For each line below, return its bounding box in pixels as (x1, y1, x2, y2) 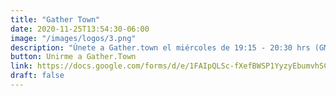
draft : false (10, 71, 65, 81)
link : (10, 61, 33, 71)
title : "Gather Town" (10, 14, 101, 25)
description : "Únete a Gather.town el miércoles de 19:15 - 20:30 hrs (10, 42, 311, 53)
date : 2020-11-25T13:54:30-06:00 (10, 24, 150, 34)
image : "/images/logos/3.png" (10, 33, 137, 43)
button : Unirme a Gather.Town (10, 52, 137, 62)
